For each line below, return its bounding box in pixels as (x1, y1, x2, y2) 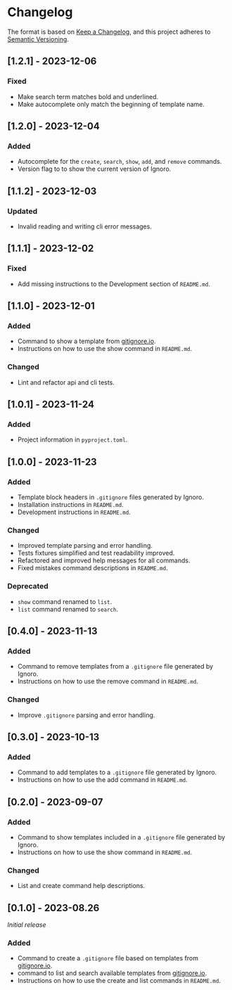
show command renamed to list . (17, 597, 112, 605)
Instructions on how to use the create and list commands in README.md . (17, 977, 221, 985)
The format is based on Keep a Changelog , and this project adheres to (7, 27, 211, 36)
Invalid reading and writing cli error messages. (17, 222, 153, 231)
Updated (7, 206, 37, 216)
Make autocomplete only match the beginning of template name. (17, 100, 205, 108)
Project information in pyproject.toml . (17, 435, 128, 444)
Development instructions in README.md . (17, 508, 131, 517)
